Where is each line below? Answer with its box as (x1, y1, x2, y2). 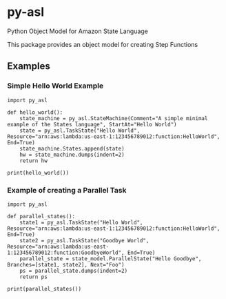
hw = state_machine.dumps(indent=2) (19, 151, 125, 158)
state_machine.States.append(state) (19, 145, 125, 152)
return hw (19, 157, 48, 164)
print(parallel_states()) (7, 285, 81, 292)
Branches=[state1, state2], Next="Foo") (7, 261, 125, 268)
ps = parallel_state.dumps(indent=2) (19, 267, 128, 274)
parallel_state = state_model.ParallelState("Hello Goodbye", (19, 255, 202, 262)
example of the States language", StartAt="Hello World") (7, 121, 177, 128)
